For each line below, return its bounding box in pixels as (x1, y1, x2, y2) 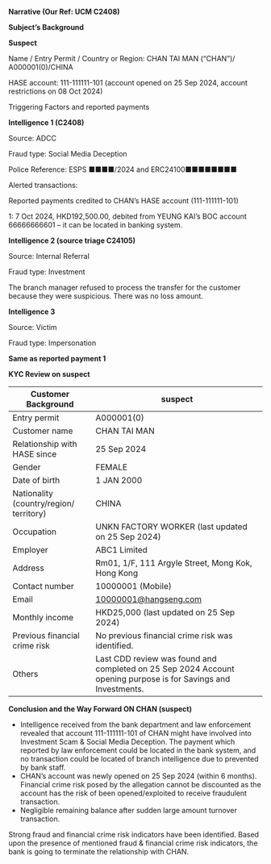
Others (12, 669, 39, 679)
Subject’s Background (8, 23, 85, 31)
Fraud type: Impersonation (8, 338, 97, 348)
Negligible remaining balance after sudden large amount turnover (19, 806, 238, 815)
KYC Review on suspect (8, 369, 90, 378)
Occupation (12, 526, 57, 537)
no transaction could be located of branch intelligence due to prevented (19, 754, 260, 763)
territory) (12, 508, 47, 519)
